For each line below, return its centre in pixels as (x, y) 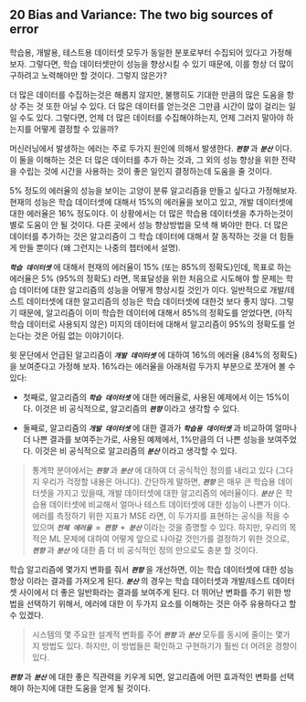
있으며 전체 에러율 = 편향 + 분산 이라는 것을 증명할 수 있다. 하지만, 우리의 (159, 527)
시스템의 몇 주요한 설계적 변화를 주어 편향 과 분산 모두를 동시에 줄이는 (153, 634)
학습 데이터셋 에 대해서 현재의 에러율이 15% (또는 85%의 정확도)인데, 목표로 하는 (151, 267)
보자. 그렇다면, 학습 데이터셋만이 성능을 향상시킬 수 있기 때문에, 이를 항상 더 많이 (152, 64)
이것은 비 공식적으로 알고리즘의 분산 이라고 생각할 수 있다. (136, 450)
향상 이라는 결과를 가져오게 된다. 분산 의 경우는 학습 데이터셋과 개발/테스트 (140, 581)
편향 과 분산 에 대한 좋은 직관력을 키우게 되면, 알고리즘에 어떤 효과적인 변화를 (143, 676)
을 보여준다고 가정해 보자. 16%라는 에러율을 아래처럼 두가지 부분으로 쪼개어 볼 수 (153, 366)
